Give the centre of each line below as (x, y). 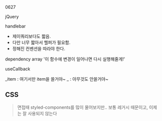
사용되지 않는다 (42, 113)
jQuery (12, 16)
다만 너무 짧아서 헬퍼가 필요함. (41, 42)
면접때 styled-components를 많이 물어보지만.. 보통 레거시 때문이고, (82, 107)
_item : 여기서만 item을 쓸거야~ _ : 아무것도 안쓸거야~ (57, 79)
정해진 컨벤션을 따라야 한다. (39, 48)
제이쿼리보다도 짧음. (31, 36)
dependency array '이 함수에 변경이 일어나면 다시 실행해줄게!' (65, 59)
